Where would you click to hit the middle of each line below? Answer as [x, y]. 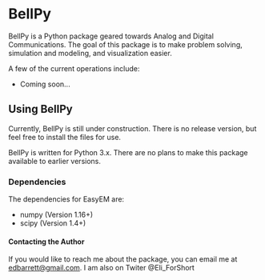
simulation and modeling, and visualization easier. [90, 53]
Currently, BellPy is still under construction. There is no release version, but [132, 128]
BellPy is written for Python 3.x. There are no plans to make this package [128, 152]
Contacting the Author [46, 242]
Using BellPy [41, 109]
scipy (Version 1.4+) [53, 223]
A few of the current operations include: [74, 68]
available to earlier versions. [55, 161]
